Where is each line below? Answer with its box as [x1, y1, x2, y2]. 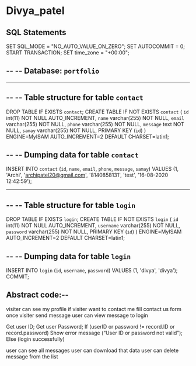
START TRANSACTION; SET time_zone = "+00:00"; [6, 49, 129, 56]
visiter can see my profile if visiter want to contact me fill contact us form [6, 305, 182, 312]
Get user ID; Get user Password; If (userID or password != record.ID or [6, 323, 175, 330]
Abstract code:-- [6, 290, 69, 300]
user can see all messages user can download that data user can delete [6, 347, 179, 354]
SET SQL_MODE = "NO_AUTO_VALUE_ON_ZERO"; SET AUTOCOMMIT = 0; [6, 43, 185, 50]
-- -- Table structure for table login [6, 200, 136, 210]
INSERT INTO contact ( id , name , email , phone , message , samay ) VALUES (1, [6, 165, 179, 172]
